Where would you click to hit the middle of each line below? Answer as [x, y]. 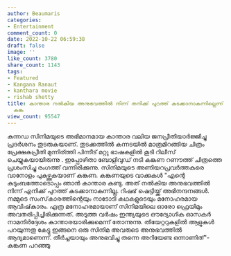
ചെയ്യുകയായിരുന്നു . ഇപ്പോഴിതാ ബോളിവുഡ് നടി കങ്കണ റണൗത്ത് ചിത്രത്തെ [114, 159]
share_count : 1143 [34, 65]
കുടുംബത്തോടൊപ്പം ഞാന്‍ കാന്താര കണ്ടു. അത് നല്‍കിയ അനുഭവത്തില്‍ [109, 183]
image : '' [22, 53]
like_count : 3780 [32, 59]
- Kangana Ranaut [32, 84]
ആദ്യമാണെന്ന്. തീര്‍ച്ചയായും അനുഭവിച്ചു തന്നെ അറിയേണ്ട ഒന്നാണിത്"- [109, 237]
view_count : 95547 [34, 116]
